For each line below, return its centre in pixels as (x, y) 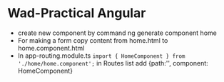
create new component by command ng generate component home (117, 33)
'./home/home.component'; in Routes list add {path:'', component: (113, 63)
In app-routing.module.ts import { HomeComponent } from (101, 56)
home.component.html (51, 48)
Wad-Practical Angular (77, 13)
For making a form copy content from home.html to (93, 40)
